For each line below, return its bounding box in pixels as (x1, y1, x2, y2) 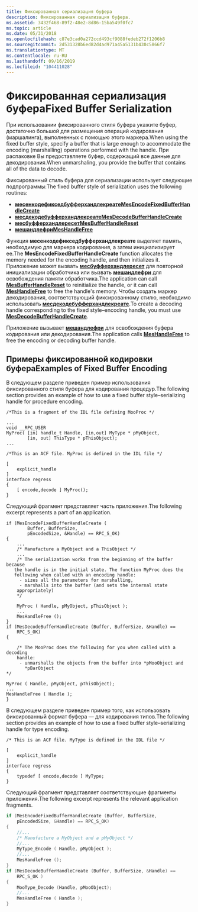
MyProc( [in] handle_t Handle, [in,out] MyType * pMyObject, (6, 430, 160, 436)
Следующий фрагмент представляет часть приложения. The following (6, 502, 182, 510)
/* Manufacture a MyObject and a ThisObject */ (17, 546, 136, 552)
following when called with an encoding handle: (14, 572, 136, 578)
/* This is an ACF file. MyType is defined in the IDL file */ (6, 737, 165, 743)
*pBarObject (24, 665, 54, 672)
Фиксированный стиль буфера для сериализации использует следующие (6, 177, 193, 184)
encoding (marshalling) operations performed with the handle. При (6, 146, 170, 154)
